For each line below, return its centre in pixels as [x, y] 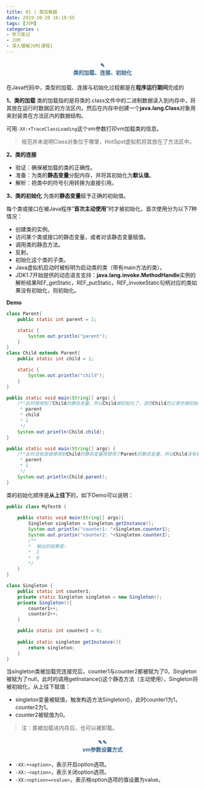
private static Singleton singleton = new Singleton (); [90, 597]
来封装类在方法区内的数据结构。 [46, 116]
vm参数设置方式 [103, 750]
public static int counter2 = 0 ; [60, 631]
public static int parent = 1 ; [57, 319]
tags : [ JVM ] [21, 23]
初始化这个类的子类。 [42, 260]
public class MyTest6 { [37, 506]
